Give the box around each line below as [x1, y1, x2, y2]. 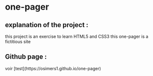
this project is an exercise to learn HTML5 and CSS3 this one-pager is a [5, 33, 149, 39]
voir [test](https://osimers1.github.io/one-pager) [5, 65, 101, 71]
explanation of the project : [5, 21, 88, 29]
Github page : [5, 53, 47, 61]
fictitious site [5, 39, 31, 45]
